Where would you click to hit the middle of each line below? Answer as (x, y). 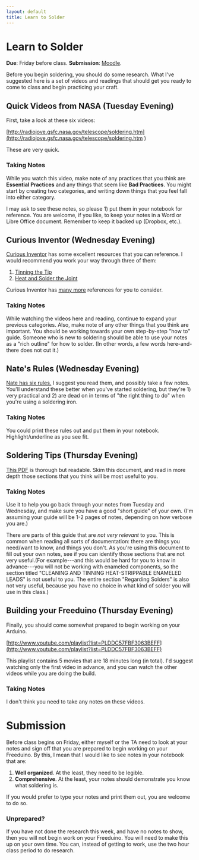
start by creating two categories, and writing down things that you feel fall (97, 190)
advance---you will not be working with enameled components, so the (92, 567)
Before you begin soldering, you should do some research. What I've (90, 74)
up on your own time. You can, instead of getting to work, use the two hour (98, 844)
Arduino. (17, 631)
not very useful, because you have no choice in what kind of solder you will (99, 585)
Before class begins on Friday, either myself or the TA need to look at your (97, 742)
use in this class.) (28, 592)
